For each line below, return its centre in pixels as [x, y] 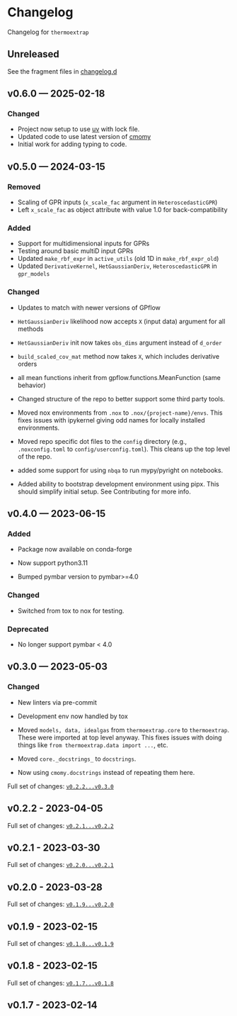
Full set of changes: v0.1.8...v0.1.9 [61, 943]
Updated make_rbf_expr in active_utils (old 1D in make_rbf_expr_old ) [118, 259]
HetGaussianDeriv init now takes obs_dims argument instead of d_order [120, 342]
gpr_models [34, 274]
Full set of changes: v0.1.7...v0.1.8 [61, 983]
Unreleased [34, 54]
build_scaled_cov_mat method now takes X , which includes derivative [118, 356]
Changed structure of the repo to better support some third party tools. [121, 398]
